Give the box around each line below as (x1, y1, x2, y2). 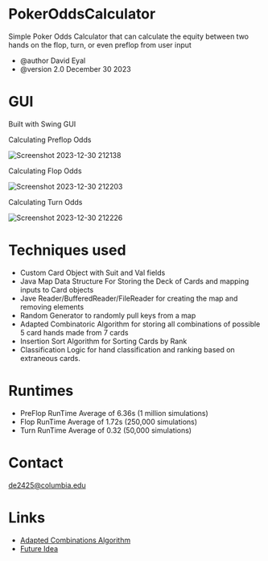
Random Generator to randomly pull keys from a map (19, 310, 196, 320)
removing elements (19, 301, 85, 311)
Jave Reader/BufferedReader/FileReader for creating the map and (19, 293, 238, 303)
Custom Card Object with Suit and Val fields (19, 268, 166, 277)
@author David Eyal (19, 56, 86, 65)
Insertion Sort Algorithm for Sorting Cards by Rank (19, 336, 188, 346)
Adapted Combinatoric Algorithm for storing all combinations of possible (19, 319, 261, 329)
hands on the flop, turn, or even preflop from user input (8, 39, 192, 49)
